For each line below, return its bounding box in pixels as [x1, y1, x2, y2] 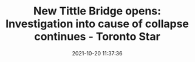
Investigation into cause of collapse [5, 17, 190, 31]
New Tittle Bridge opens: [33, 4, 161, 18]
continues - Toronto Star [34, 30, 160, 43]
